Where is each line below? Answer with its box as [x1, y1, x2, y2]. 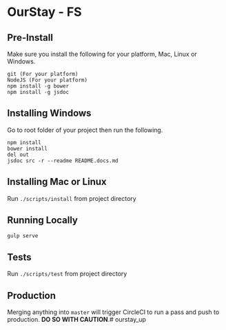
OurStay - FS [7, 4, 82, 20]
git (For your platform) [7, 70, 79, 77]
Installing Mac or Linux [7, 176, 107, 188]
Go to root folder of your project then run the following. [7, 126, 163, 134]
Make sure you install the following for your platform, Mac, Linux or [7, 50, 198, 58]
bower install [7, 145, 48, 152]
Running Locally [7, 215, 78, 226]
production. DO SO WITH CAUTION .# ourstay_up [7, 316, 147, 324]
